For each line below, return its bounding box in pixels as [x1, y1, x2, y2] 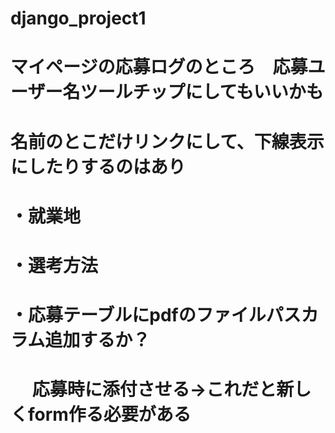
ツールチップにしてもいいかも [79, 81, 324, 104]
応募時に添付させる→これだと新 [31, 378, 295, 401]
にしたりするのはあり [10, 155, 187, 178]
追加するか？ [44, 329, 151, 352]
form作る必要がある [28, 403, 192, 426]
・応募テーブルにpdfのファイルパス [10, 304, 302, 327]
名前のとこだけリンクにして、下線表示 [10, 130, 325, 153]
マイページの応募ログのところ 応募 [10, 56, 308, 79]
